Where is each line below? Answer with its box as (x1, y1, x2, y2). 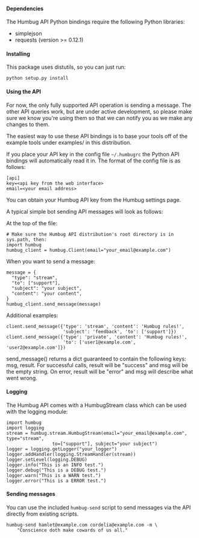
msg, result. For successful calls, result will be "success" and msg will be (6, 361, 188, 368)
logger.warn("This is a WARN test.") (6, 472, 101, 478)
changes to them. (6, 121, 50, 128)
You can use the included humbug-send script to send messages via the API (6, 504, 191, 511)
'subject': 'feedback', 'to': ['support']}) (63, 328, 177, 335)
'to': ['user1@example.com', (63, 339, 136, 345)
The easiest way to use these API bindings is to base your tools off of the (6, 132, 188, 139)
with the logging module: (6, 408, 68, 415)
